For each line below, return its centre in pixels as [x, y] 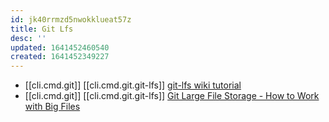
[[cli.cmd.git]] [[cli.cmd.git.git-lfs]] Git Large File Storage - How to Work [172, 96]
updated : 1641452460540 [60, 47]
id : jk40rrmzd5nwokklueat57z [71, 19]
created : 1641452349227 [60, 57]
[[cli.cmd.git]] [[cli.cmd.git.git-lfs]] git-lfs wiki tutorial [133, 85]
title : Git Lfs [42, 29]
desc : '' [28, 38]
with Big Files [52, 107]
